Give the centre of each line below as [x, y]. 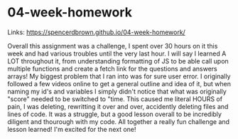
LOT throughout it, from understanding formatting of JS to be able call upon [118, 61]
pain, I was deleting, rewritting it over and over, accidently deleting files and [118, 106]
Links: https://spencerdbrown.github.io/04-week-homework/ [97, 32]
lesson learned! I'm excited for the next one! [72, 129]
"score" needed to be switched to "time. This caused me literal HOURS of [115, 99]
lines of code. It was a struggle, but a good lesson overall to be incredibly [115, 114]
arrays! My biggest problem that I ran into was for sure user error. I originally [119, 76]
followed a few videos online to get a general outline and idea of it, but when [119, 83]
